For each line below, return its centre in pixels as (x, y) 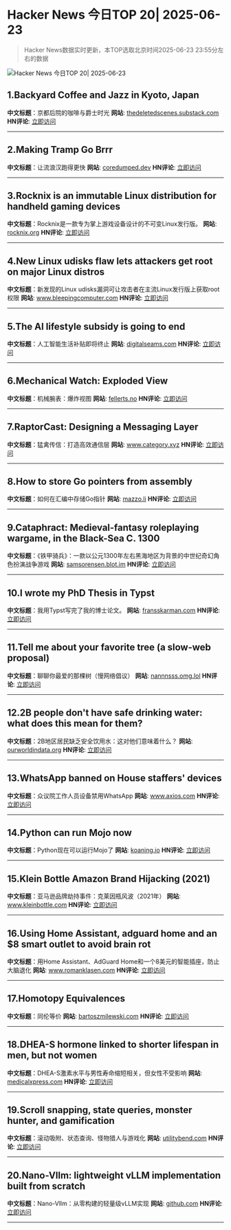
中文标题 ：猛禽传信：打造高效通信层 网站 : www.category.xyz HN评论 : (106, 444)
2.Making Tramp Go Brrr (60, 150)
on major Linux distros (56, 272)
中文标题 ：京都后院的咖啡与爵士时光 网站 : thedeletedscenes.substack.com (113, 112)
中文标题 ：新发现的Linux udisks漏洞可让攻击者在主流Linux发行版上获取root (113, 289)
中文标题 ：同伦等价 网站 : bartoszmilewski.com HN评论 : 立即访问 (98, 1016)
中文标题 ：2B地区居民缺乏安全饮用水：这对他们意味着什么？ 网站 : (100, 741)
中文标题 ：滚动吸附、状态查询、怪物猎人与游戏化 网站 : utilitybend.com (107, 1138)
